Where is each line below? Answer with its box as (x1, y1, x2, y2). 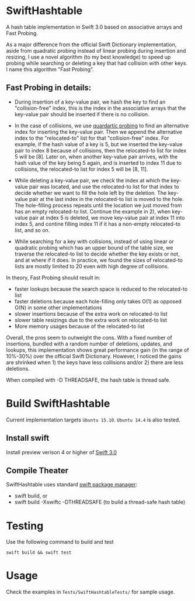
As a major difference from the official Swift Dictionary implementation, (6, 41, 177, 48)
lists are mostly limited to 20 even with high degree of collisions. (14, 262, 169, 270)
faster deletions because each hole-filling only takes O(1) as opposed (14, 298, 182, 305)
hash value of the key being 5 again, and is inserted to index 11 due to (14, 159, 182, 166)
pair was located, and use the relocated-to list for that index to (29, 183, 179, 190)
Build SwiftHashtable (6, 396, 110, 410)
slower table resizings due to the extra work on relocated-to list (14, 316, 168, 323)
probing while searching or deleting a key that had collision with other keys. (6, 60, 188, 67)
